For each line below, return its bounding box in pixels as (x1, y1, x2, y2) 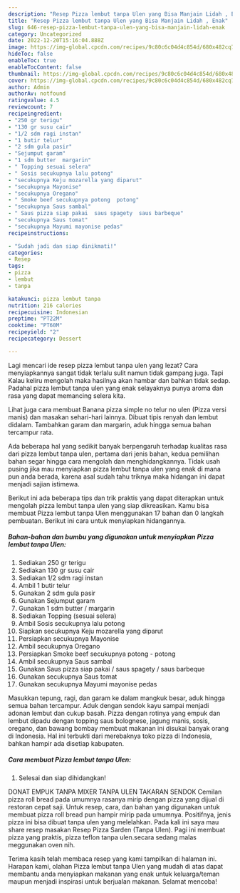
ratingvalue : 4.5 (8, 97, 60, 104)
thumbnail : (8, 70, 41, 77)
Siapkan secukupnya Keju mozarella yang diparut (18, 627, 163, 635)
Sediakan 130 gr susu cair (18, 566, 95, 574)
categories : (8, 249, 43, 256)
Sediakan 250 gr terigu (18, 558, 86, 567)
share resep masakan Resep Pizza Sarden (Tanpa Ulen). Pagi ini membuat (8, 825, 226, 834)
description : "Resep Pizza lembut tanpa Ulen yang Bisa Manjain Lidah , (8, 10, 229, 18)
